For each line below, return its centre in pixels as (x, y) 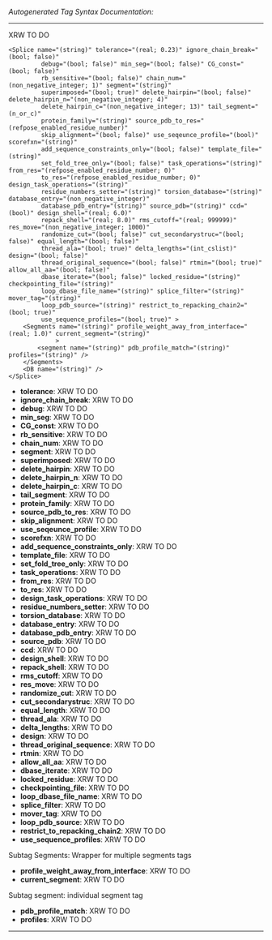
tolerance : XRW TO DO (59, 391)
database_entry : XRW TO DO (70, 624)
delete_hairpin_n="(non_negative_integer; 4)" (88, 100)
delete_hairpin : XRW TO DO (67, 469)
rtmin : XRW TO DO (52, 753)
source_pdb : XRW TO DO (63, 641)
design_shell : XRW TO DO (64, 659)
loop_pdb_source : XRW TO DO (72, 822)
